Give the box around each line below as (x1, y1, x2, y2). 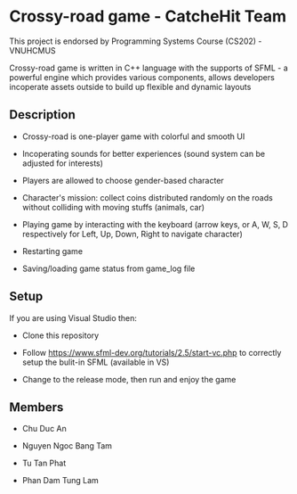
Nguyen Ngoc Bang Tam (21, 440, 113, 451)
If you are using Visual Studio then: (9, 312, 138, 323)
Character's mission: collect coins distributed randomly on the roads (21, 192, 273, 202)
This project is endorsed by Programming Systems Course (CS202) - (9, 36, 262, 46)
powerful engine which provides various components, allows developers (9, 71, 276, 82)
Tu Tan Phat (21, 457, 67, 469)
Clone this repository (21, 330, 100, 341)
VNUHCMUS (9, 45, 56, 55)
